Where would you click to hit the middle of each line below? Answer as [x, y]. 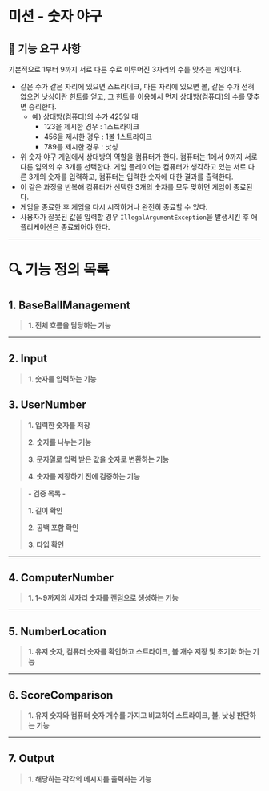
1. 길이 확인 [45, 510]
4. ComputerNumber [61, 578]
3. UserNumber [47, 405]
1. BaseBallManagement [69, 305]
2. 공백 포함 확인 [53, 528]
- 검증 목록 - [47, 493]
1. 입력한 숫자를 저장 [59, 425]
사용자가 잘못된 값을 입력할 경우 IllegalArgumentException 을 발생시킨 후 [134, 217]
